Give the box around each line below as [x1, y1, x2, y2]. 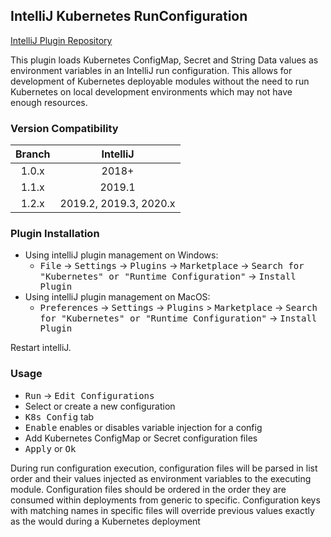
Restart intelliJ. [10, 342, 72, 354]
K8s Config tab [24, 410, 95, 423]
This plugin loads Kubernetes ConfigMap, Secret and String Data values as [10, 54, 319, 66]
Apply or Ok [24, 442, 77, 454]
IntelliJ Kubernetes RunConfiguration [10, 8, 248, 25]
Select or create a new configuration [24, 400, 176, 412]
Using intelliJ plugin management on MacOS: [24, 291, 211, 303]
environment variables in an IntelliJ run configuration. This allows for [10, 64, 293, 76]
